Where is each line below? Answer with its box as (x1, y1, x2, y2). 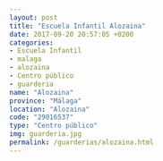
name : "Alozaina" (9, 88, 74, 97)
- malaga (9, 55, 42, 64)
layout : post (9, 13, 58, 22)
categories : (9, 38, 54, 47)
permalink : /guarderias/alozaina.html (9, 138, 154, 147)
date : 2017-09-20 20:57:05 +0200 (9, 30, 134, 38)
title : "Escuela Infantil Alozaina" (9, 21, 146, 30)
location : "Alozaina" (9, 105, 90, 114)
